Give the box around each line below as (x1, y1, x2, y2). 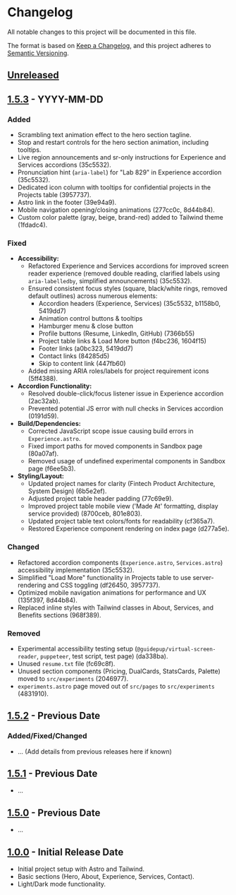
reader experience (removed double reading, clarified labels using (27, 269, 221, 278)
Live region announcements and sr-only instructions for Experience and (17, 153, 227, 162)
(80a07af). (27, 449, 59, 458)
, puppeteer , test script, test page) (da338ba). (36, 651, 168, 660)
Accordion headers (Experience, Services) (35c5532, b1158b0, (38, 300, 221, 308)
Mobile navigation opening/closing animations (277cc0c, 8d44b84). (17, 206, 215, 214)
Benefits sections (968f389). (17, 610, 101, 619)
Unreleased (7, 69, 60, 81)
